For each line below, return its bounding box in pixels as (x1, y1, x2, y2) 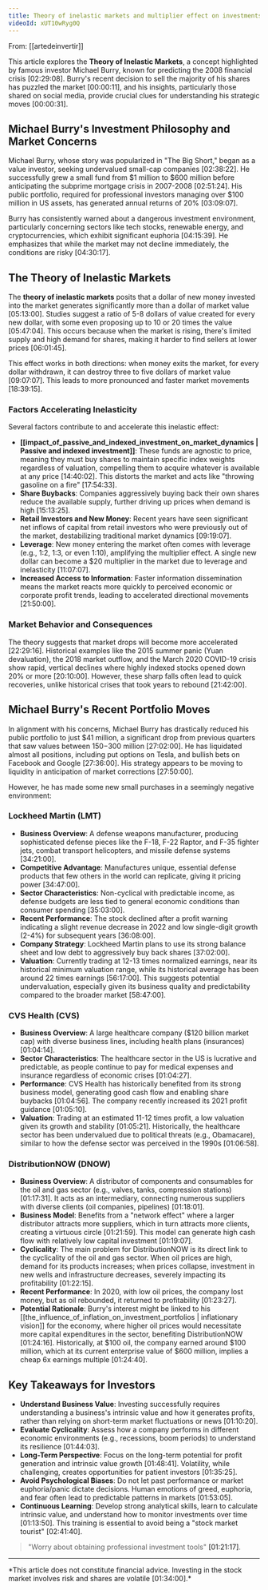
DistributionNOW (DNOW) (8, 1158, 112, 1170)
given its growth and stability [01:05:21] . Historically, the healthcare (19, 1122, 241, 1131)
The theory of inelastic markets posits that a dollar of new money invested (8, 293, 256, 302)
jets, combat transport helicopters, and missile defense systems (19, 845, 231, 855)
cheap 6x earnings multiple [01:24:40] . (19, 1355, 148, 1365)
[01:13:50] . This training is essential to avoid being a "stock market (19, 1518, 238, 1528)
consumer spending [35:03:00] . (19, 905, 125, 915)
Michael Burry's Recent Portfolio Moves (8, 703, 211, 716)
